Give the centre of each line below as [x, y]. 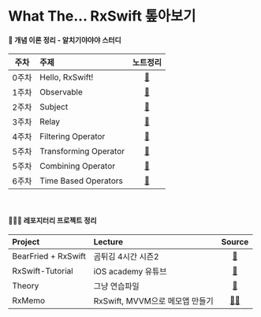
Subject [54, 107]
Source [235, 241]
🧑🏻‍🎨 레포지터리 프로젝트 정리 [52, 220]
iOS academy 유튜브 [130, 271]
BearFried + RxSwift [49, 255]
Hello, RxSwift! [66, 77]
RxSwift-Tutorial [43, 270]
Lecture [108, 241]
